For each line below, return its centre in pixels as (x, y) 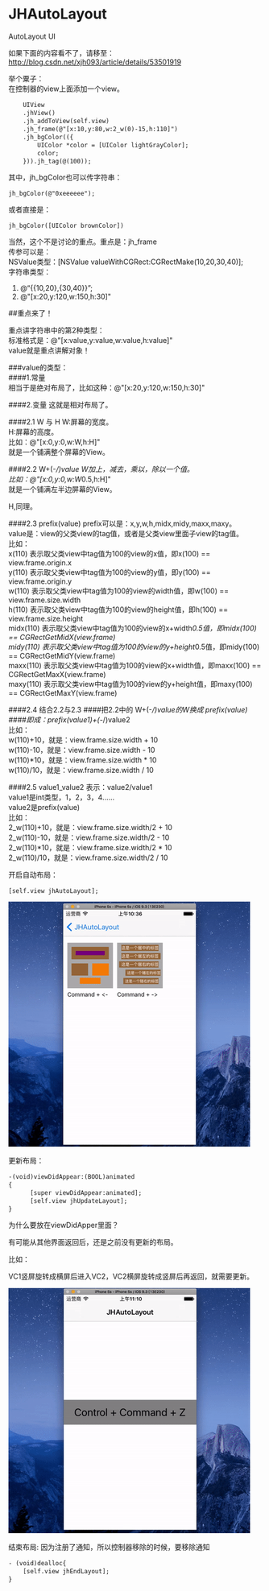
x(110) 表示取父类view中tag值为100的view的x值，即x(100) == (110, 553)
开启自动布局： (33, 874)
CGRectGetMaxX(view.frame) (57, 674)
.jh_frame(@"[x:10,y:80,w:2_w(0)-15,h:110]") (101, 129)
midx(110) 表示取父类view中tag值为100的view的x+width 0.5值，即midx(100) (133, 628)
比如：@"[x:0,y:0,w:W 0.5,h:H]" (60, 479)
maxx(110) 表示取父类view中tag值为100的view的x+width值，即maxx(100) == (135, 665)
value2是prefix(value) (44, 807)
